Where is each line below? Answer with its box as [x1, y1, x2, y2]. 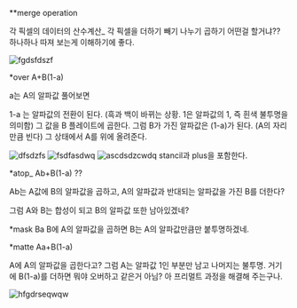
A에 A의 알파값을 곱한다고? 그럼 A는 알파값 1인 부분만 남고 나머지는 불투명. [9, 260, 266, 270]
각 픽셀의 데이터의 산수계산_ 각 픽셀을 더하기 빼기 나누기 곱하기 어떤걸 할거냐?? [9, 26, 281, 36]
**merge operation [9, 8, 78, 18]
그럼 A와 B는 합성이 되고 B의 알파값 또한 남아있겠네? [9, 205, 190, 216]
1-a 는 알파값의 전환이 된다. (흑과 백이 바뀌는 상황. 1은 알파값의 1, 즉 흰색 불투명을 [9, 109, 288, 119]
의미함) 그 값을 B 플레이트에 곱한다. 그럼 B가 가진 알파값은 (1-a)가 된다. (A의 [9, 120, 271, 130]
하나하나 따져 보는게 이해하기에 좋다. [9, 37, 135, 47]
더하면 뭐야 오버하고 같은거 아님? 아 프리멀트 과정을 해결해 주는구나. [50, 271, 284, 281]
